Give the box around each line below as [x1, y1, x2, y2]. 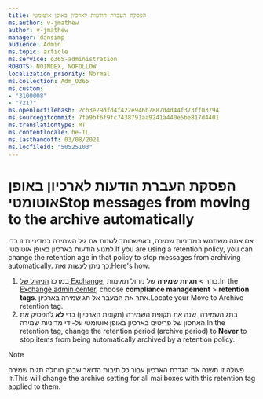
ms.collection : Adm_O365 [8, 77, 89, 85]
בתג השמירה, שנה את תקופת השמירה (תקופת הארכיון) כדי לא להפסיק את [19, 309, 238, 319]
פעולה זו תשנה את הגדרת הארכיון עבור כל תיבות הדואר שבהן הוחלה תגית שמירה [8, 365, 245, 375]
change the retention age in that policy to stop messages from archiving [8, 253, 241, 262]
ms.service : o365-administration [8, 56, 118, 64]
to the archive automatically [8, 210, 195, 228]
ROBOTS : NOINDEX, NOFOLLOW [8, 63, 97, 71]
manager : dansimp [8, 33, 65, 42]
